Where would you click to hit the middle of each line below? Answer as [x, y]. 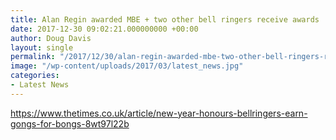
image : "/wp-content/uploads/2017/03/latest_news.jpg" [127, 66]
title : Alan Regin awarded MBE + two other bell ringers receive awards [165, 19]
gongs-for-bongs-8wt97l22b [70, 123]
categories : [35, 76]
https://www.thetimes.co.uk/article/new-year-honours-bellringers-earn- [159, 113]
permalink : [33, 57]
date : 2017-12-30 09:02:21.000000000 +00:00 [104, 29]
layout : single [42, 47]
